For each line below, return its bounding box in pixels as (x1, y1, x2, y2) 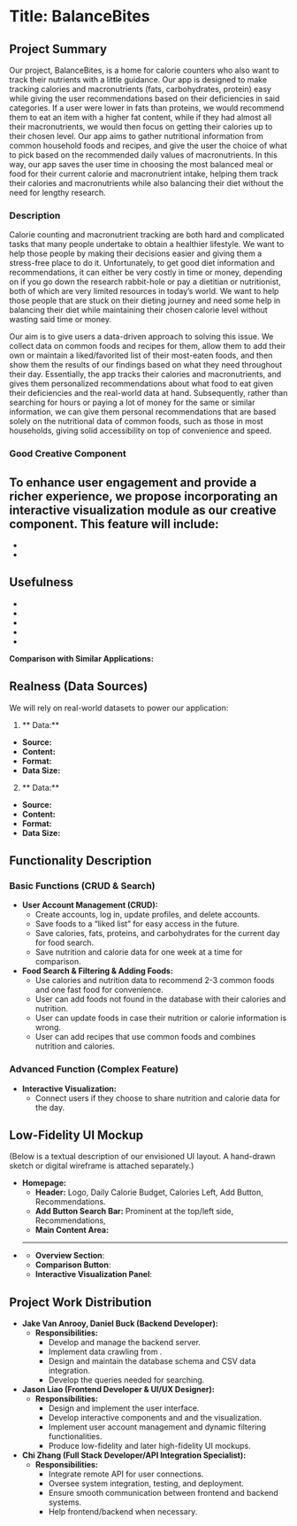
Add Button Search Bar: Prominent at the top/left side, (34, 1206, 234, 1217)
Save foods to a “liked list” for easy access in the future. (34, 918, 240, 929)
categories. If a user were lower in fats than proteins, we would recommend (9, 103, 285, 112)
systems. (48, 1497, 82, 1507)
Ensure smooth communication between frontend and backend (48, 1488, 278, 1499)
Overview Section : (34, 1251, 105, 1261)
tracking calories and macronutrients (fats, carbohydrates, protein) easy (9, 84, 272, 94)
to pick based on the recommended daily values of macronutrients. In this (9, 150, 278, 160)
